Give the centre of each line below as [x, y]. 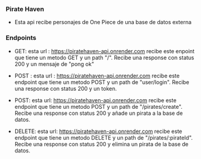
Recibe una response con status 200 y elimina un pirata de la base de [101, 144]
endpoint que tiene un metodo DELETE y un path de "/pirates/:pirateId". [104, 137]
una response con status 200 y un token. [66, 88]
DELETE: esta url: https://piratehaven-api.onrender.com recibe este [98, 131]
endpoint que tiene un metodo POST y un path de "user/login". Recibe [102, 82]
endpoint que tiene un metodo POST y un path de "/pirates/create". [98, 106]
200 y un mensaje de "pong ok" [54, 64]
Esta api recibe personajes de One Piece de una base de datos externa [103, 22]
